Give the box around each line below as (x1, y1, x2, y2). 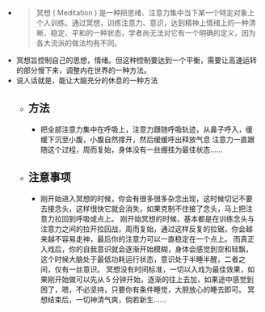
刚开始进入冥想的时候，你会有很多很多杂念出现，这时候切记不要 (40, 193, 253, 203)
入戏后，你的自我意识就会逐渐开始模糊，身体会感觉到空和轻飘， (40, 244, 253, 254)
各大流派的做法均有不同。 (36, 38, 122, 48)
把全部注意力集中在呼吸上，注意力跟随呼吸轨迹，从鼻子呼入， (40, 124, 246, 134)
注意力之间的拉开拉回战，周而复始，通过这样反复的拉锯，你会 (40, 224, 246, 234)
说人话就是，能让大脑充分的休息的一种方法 (15, 76, 158, 85)
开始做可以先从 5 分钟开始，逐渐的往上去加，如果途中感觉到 (54, 274, 254, 284)
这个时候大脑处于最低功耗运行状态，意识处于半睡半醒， (40, 254, 225, 264)
